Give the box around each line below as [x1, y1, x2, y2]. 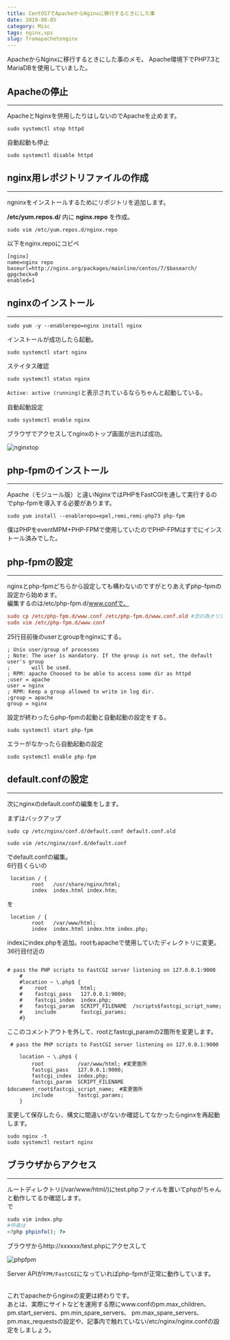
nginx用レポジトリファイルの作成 [7, 172, 149, 184]
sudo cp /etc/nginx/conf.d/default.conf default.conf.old [7, 827, 176, 835]
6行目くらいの [7, 861, 47, 869]
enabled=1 [7, 277, 36, 284]
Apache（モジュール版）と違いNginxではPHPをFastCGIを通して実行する [7, 491, 212, 499]
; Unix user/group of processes [7, 646, 99, 653]
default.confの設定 [7, 774, 89, 785]
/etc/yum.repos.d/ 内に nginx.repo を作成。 [7, 212, 133, 221]
